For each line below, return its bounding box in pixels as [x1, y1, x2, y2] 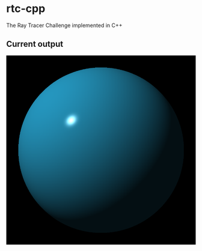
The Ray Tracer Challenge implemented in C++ [6, 22, 123, 29]
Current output [6, 39, 64, 49]
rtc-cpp [6, 2, 46, 16]
